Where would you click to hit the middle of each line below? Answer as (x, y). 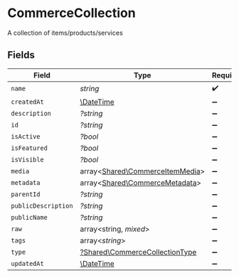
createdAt (27, 102)
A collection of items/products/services (65, 33)
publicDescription (42, 205)
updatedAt (27, 263)
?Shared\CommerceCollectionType (138, 252)
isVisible (27, 159)
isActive (26, 136)
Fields (21, 55)
